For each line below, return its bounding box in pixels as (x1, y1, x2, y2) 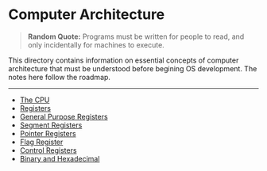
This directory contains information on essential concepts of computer (8, 55, 239, 65)
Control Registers (19, 145, 77, 155)
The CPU (19, 95, 50, 104)
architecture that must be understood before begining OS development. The (8, 63, 257, 73)
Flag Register (19, 137, 64, 146)
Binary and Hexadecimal (19, 154, 100, 163)
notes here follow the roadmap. (8, 72, 111, 82)
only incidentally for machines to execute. (27, 40, 164, 49)
